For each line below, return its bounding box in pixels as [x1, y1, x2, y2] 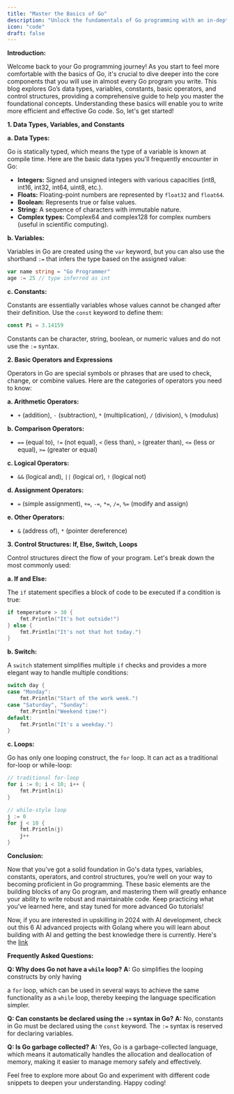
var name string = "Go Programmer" [7, 268, 111, 276]
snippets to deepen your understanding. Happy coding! [7, 1079, 166, 1086]
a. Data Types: [7, 134, 50, 142]
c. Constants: [7, 288, 47, 295]
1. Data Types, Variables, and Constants [7, 120, 125, 129]
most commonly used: [7, 561, 71, 569]
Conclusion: [7, 852, 44, 859]
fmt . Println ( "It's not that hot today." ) [19, 628, 141, 635]
